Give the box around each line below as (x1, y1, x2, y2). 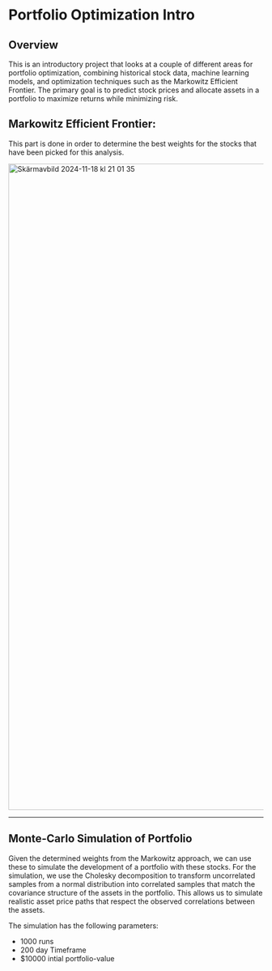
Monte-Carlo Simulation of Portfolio (8, 832, 193, 845)
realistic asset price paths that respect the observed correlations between (8, 896, 255, 906)
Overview (8, 38, 59, 52)
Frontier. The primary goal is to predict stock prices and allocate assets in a (8, 85, 260, 95)
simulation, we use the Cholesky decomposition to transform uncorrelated (8, 871, 256, 880)
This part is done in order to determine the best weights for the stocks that (8, 138, 257, 148)
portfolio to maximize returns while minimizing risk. (8, 94, 178, 103)
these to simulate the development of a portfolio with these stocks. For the (8, 862, 257, 871)
